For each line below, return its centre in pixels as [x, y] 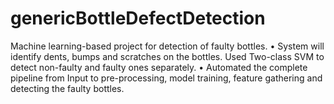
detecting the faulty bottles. [67, 88]
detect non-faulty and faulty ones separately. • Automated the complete [159, 67]
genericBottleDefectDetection [138, 18]
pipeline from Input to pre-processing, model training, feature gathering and [166, 78]
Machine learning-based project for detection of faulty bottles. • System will [167, 46]
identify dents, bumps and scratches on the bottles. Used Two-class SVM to [167, 56]
